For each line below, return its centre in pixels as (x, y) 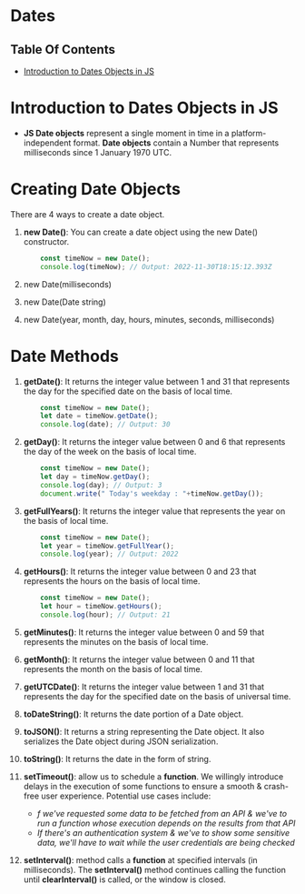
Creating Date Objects (95, 190)
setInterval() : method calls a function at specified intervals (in (140, 859)
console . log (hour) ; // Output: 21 (105, 615)
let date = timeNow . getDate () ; (99, 416)
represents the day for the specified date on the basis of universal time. (157, 696)
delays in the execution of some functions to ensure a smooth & (143, 786)
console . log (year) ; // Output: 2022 (109, 554)
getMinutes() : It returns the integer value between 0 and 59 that (144, 632)
